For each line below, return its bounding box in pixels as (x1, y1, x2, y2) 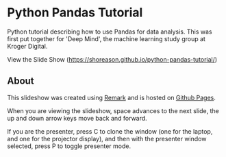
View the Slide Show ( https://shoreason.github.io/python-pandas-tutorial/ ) (7, 55, 218, 63)
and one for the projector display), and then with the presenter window (7, 134, 207, 143)
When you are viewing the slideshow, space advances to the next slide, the (7, 106, 219, 114)
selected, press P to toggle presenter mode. (7, 142, 131, 150)
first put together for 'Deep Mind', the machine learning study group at (7, 34, 205, 43)
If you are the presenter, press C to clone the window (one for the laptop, (7, 127, 213, 135)
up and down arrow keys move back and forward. (7, 114, 147, 122)
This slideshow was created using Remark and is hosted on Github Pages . (7, 93, 216, 101)
